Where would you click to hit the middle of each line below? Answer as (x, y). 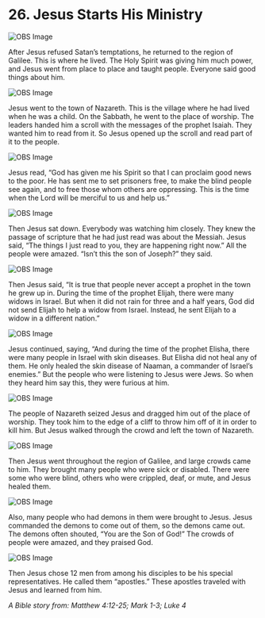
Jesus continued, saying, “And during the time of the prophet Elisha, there (129, 349)
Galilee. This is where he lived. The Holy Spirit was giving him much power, (131, 60)
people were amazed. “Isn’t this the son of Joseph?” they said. (110, 253)
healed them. (30, 486)
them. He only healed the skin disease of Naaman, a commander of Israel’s (131, 366)
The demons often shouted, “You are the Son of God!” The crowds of (121, 534)
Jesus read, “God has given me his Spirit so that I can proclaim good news (130, 172)
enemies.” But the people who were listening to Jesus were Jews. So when (131, 374)
